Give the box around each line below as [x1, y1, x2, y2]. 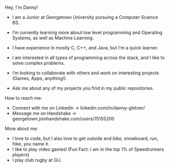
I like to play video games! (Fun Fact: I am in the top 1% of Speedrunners [12, 146, 164, 152]
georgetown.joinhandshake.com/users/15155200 [12, 116, 115, 122]
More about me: [5, 126, 39, 131]
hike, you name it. [12, 141, 49, 147]
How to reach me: [5, 95, 42, 101]
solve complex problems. [12, 60, 65, 66]
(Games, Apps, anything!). [12, 75, 67, 81]
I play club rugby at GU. [12, 157, 62, 163]
